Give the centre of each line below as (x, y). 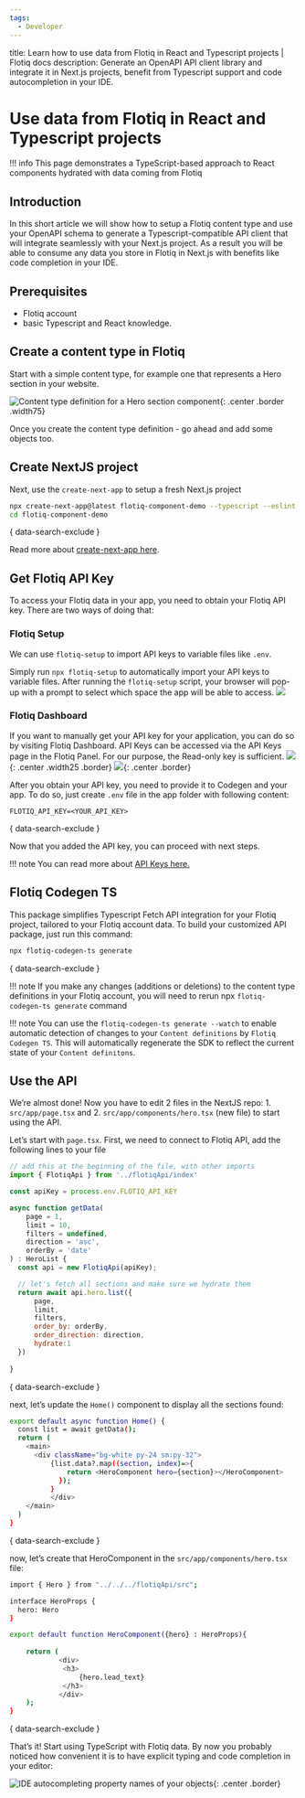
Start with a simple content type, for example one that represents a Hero (145, 374)
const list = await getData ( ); (77, 1429)
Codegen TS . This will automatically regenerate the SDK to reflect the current (152, 1043)
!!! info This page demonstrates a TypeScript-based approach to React (142, 163)
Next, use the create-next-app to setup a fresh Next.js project (126, 489)
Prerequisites (48, 291)
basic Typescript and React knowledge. (97, 323)
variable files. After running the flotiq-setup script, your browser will (140, 681)
